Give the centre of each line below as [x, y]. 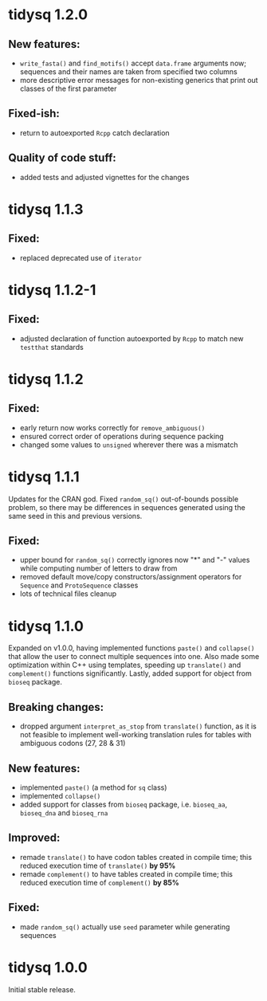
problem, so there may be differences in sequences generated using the [127, 507]
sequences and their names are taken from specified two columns [128, 72]
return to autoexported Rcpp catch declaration [94, 132]
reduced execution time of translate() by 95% [98, 866]
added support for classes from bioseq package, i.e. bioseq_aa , [124, 804]
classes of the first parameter [68, 88]
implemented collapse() [60, 795]
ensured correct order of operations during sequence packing [122, 436]
